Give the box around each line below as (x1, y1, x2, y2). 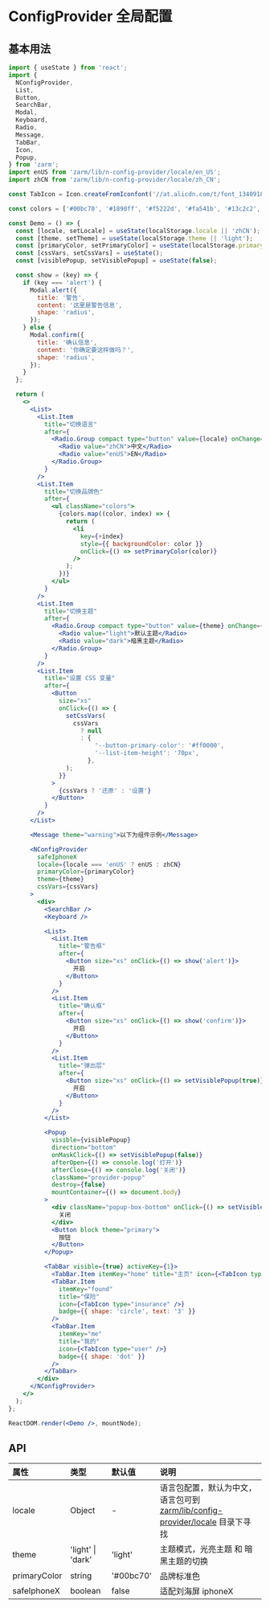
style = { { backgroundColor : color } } (80, 539, 203, 548)
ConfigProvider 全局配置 (8, 7, 173, 26)
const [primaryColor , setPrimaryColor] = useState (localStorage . (15, 242, 239, 250)
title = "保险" (59, 1292, 100, 1301)
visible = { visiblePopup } (51, 1136, 131, 1144)
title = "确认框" (59, 1002, 106, 1010)
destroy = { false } (51, 1181, 106, 1189)
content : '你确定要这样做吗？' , (37, 346, 135, 354)
